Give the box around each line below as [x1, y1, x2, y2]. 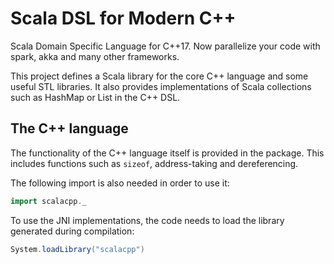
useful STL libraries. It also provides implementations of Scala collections [10, 80, 312, 92]
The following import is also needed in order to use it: [10, 177, 230, 189]
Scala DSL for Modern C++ [10, 7, 237, 30]
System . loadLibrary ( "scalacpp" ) [10, 244, 145, 254]
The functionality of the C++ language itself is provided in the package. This [10, 147, 325, 159]
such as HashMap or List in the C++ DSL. [10, 91, 181, 103]
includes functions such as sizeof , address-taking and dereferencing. [10, 157, 299, 169]
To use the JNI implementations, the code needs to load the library [10, 214, 285, 226]
